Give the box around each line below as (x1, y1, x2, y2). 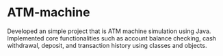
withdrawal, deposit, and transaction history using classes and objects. (7, 41, 207, 49)
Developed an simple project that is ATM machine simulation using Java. (7, 27, 211, 35)
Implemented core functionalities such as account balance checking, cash (7, 34, 217, 42)
